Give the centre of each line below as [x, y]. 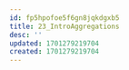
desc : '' [26, 35]
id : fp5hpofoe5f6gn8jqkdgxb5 [64, 18]
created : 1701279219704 [55, 52]
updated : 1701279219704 [55, 43]
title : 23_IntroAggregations [64, 26]
